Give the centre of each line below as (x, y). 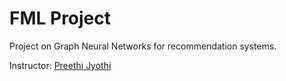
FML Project (60, 18)
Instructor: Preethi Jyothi (60, 65)
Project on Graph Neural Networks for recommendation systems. (143, 46)
